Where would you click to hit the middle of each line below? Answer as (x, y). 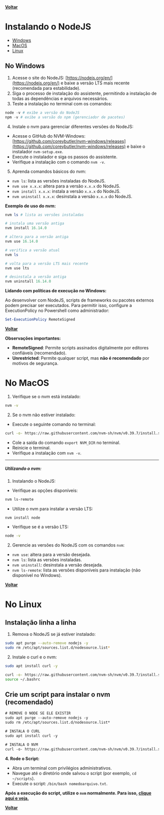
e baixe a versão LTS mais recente (95, 83)
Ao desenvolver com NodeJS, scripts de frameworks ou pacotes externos (80, 300)
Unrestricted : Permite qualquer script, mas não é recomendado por (81, 358)
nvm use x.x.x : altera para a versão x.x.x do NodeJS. (66, 186)
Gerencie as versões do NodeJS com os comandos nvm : (68, 545)
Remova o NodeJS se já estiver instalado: (54, 634)
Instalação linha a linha (41, 622)
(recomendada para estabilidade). (46, 88)
